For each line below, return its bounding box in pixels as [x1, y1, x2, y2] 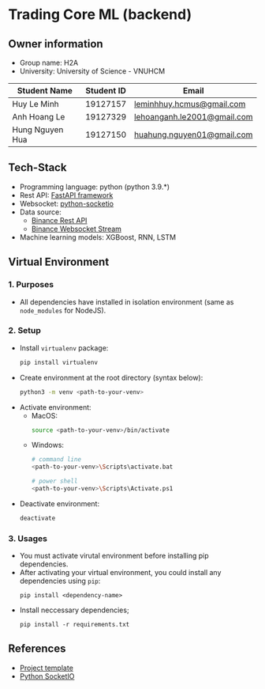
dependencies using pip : [19, 576, 101, 586]
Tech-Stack [8, 161, 67, 175]
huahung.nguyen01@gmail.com [133, 129, 253, 140]
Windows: [31, 441, 65, 450]
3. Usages [8, 532, 47, 543]
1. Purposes [8, 279, 54, 290]
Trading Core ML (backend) [8, 6, 192, 24]
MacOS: [31, 411, 58, 420]
